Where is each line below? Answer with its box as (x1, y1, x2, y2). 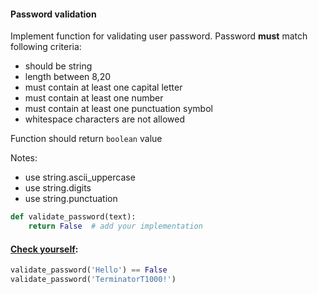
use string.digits (24, 182, 92, 194)
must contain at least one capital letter (24, 81, 183, 94)
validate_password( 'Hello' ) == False (10, 265, 168, 275)
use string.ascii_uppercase (24, 171, 136, 184)
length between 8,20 (24, 71, 112, 83)
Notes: (10, 152, 38, 164)
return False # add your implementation (28, 221, 203, 232)
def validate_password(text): (10, 212, 137, 222)
